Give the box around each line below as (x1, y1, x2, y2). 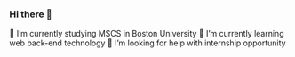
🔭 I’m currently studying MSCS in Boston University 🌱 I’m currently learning (9, 28, 284, 39)
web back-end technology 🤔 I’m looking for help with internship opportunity (9, 37, 286, 48)
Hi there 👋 (9, 8, 53, 20)
